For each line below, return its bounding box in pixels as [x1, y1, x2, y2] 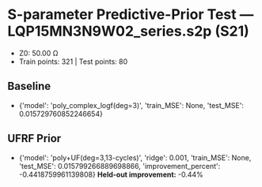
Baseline [7, 80, 51, 93]
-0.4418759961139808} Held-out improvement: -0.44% [18, 170, 203, 179]
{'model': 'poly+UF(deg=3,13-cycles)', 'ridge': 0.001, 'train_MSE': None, [18, 152, 252, 163]
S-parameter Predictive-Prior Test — [7, 6, 254, 24]
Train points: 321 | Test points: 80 [18, 57, 128, 66]
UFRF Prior [7, 132, 62, 145]
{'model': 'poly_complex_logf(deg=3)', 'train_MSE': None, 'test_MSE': [18, 100, 245, 110]
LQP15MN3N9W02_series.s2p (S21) [7, 22, 250, 40]
